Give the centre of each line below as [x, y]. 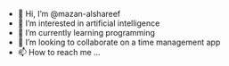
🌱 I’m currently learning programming [86, 33]
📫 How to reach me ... [59, 52]
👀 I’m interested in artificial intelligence [89, 23]
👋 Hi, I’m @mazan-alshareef [69, 14]
